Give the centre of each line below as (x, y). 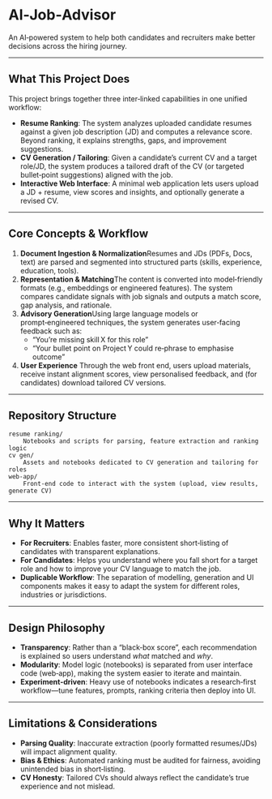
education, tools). (49, 270)
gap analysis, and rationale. (66, 305)
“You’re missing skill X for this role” (90, 339)
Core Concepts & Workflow (79, 234)
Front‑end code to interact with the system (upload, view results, (141, 484)
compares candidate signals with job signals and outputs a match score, (140, 296)
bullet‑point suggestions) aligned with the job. (96, 174)
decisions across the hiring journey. (68, 45)
